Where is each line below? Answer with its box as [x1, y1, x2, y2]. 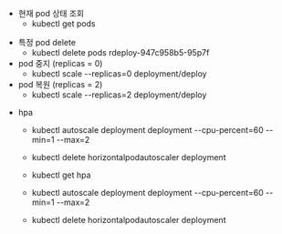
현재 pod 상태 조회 [17, 8, 85, 18]
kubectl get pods [31, 18, 96, 29]
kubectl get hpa [31, 169, 91, 180]
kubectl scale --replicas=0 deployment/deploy [31, 68, 207, 79]
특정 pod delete [17, 37, 76, 47]
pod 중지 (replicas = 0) [17, 58, 103, 68]
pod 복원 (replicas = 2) [17, 79, 103, 89]
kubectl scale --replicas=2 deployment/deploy [31, 89, 207, 100]
